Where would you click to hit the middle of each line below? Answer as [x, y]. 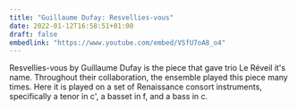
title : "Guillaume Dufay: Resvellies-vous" [92, 17]
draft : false [34, 34]
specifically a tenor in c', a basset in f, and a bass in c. [109, 97]
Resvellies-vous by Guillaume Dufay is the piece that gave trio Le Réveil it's [148, 68]
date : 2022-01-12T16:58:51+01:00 [72, 26]
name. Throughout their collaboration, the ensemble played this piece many [148, 78]
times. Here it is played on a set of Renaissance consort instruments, [136, 87]
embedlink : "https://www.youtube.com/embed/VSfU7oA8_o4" [118, 42]
